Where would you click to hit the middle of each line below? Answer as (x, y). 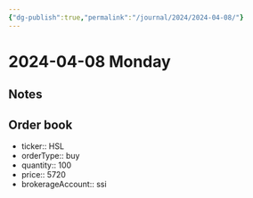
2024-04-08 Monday (90, 61)
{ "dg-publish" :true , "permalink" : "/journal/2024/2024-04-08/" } (126, 17)
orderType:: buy (50, 156)
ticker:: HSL (42, 146)
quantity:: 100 (46, 165)
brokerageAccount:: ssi (64, 185)
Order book (41, 124)
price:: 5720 (43, 175)
